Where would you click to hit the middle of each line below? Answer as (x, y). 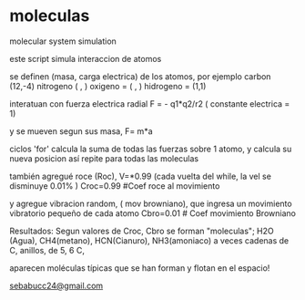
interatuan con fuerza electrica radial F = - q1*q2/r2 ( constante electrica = (150, 103)
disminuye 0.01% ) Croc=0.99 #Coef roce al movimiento (115, 186)
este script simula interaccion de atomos (86, 58)
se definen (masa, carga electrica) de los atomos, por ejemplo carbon (140, 76)
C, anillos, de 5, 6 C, (47, 250)
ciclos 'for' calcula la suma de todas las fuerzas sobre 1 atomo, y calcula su (151, 149)
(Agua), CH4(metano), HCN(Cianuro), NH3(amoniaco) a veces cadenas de (149, 240)
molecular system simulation (63, 41)
